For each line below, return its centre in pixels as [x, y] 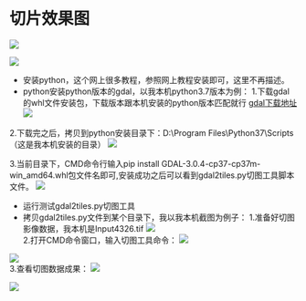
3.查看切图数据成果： [49, 268]
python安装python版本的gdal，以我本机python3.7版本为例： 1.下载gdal [156, 91]
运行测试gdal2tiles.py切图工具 [79, 205]
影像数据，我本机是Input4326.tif [83, 228]
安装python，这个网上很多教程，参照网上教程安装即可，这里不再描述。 [156, 79]
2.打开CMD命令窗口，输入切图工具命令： [100, 240]
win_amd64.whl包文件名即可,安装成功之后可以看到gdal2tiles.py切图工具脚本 [152, 175]
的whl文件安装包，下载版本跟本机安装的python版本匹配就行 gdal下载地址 [160, 102]
